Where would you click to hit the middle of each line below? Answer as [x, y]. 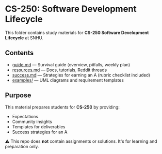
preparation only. [22, 146]
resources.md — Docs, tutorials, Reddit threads [59, 70]
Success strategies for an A [40, 132]
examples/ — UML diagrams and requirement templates [68, 80]
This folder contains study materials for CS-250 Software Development [77, 32]
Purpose [18, 95]
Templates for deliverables [39, 126]
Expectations [25, 116]
